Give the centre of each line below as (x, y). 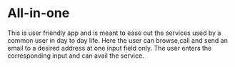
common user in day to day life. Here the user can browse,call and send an (118, 40)
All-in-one (39, 13)
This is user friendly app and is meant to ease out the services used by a (114, 33)
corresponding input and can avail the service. (76, 56)
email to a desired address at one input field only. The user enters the (110, 48)
